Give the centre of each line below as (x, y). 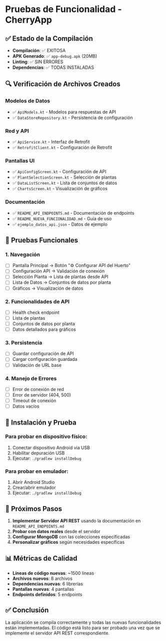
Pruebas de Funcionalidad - (63, 9)
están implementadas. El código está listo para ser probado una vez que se (82, 627)
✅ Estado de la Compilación (49, 38)
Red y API (17, 131)
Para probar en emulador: (37, 471)
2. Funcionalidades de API (37, 301)
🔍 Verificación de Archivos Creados (63, 84)
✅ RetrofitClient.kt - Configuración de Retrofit (62, 147)
